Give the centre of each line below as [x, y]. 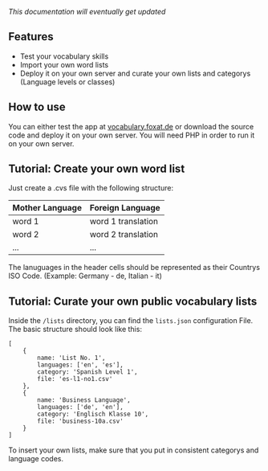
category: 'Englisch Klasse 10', [93, 414]
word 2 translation [124, 235]
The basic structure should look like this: [75, 330]
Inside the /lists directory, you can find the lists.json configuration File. [131, 321]
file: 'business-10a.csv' [81, 421]
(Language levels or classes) [67, 82]
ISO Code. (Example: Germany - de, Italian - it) [85, 276]
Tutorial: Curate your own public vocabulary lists [133, 301]
